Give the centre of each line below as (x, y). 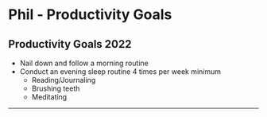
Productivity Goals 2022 (70, 44)
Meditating (49, 97)
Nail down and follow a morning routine (84, 63)
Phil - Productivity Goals (90, 15)
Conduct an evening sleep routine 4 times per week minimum (120, 72)
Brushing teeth (56, 88)
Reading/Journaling (64, 80)
